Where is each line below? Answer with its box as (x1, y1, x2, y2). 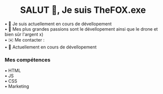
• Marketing (4, 84, 29, 90)
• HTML (4, 68, 21, 74)
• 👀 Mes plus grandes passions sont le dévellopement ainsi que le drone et (4, 26, 158, 32)
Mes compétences (4, 56, 51, 63)
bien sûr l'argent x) (4, 31, 43, 37)
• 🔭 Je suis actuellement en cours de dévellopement (4, 21, 112, 27)
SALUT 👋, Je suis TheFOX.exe (20, 4, 146, 16)
